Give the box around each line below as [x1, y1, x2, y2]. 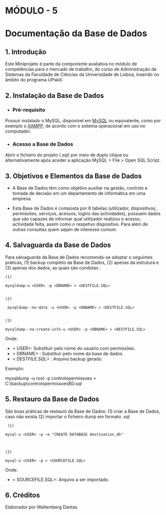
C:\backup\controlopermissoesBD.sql [5, 380, 82, 386]
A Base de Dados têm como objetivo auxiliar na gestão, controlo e [12, 185, 148, 191]
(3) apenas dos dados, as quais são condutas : [5, 264, 101, 270]
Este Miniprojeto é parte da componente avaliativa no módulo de [5, 61, 138, 67]
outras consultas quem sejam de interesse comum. [12, 226, 117, 232]
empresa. [12, 195, 32, 202]
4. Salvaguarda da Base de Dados [5, 241, 111, 250]
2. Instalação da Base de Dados [5, 91, 104, 100]
